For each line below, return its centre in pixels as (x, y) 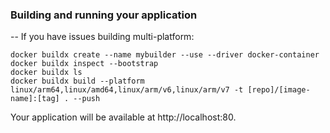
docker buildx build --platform (77, 81)
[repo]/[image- (279, 90)
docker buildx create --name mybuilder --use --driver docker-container (165, 55)
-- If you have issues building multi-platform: (102, 37)
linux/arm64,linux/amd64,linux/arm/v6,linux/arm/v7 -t (127, 90)
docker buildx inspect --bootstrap (84, 64)
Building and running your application (104, 15)
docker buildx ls (46, 73)
